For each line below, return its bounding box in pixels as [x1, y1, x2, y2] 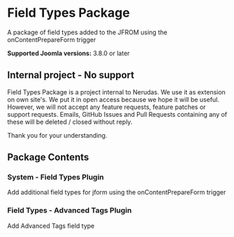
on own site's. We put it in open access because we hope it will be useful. [7, 95, 220, 103]
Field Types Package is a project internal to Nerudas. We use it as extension [7, 87, 226, 96]
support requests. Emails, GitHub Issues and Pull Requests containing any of [7, 110, 228, 118]
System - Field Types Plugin [7, 173, 105, 182]
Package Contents [7, 152, 89, 164]
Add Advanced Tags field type [7, 222, 95, 230]
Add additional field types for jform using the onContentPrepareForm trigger [7, 188, 226, 196]
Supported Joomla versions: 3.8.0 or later [7, 49, 131, 57]
